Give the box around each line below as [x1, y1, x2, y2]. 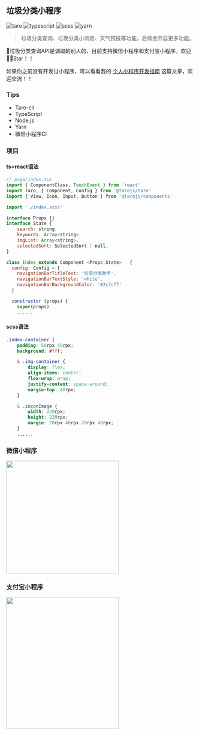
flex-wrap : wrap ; [28, 376, 71, 382]
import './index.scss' [6, 204, 63, 210]
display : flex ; [28, 364, 66, 371]
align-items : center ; [28, 370, 82, 376]
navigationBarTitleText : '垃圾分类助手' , [17, 270, 117, 276]
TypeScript [14, 111, 43, 118]
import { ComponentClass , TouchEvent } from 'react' [6, 182, 141, 188]
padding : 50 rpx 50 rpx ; [17, 342, 74, 349]
